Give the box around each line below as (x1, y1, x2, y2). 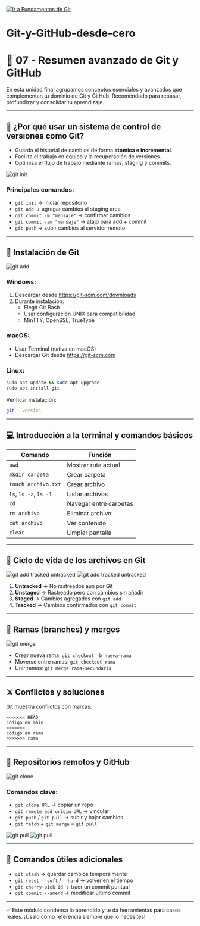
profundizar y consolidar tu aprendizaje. (6, 99, 105, 106)
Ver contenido (67, 519, 107, 527)
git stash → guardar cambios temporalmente (14, 870, 127, 877)
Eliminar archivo (67, 509, 112, 518)
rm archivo (9, 510, 40, 517)
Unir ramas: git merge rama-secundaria (14, 664, 112, 671)
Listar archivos (67, 490, 108, 498)
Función (88, 451, 112, 459)
